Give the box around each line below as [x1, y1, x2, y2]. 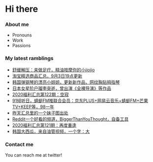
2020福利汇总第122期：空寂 [12, 91, 69, 97]
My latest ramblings [5, 55, 54, 62]
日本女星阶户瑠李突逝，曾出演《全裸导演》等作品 [12, 85, 111, 91]
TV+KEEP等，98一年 [12, 103, 54, 109]
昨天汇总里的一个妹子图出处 [12, 110, 69, 116]
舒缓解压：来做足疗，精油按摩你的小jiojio [12, 66, 95, 72]
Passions [12, 43, 31, 49]
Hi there [5, 3, 38, 15]
